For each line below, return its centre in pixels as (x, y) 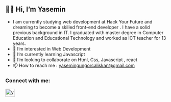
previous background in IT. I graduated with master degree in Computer (88, 32)
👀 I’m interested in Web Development (52, 48)
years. (19, 43)
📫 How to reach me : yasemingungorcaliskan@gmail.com (74, 65)
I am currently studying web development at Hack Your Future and (82, 21)
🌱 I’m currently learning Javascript (49, 54)
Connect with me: (28, 81)
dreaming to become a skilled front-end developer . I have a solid (81, 27)
